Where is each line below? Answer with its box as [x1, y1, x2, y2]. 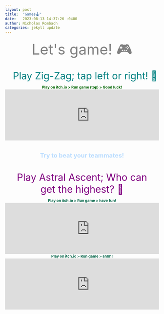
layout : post [5, 7, 32, 12]
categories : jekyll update [5, 25, 60, 30]
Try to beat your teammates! [40, 152, 124, 159]
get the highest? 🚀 [40, 183, 124, 196]
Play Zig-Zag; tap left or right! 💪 [13, 69, 158, 82]
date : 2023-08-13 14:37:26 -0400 [5, 16, 78, 21]
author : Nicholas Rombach [5, 21, 58, 26]
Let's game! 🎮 [31, 40, 133, 59]
